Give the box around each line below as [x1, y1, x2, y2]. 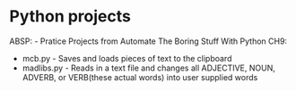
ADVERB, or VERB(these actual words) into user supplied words [22, 71, 258, 82]
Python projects [9, 6, 132, 27]
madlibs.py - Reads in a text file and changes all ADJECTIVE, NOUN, [22, 62, 275, 73]
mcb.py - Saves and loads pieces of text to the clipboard [22, 53, 232, 63]
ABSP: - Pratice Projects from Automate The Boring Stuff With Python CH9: [9, 36, 288, 46]
